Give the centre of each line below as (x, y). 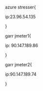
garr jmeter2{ (19, 65)
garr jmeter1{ (18, 36)
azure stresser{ (21, 7)
